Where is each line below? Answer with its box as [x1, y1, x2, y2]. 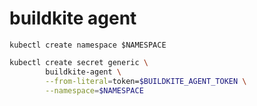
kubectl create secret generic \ [9, 57, 149, 67]
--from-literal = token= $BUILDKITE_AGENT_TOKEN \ [45, 76, 247, 86]
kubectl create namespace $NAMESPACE [9, 40, 167, 50]
